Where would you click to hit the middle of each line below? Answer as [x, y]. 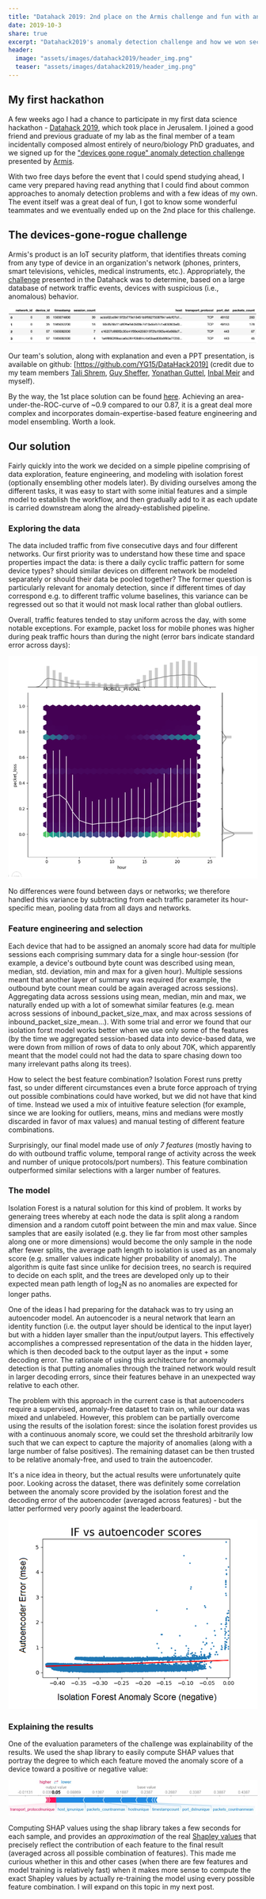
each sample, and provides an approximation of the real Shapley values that [133, 1836]
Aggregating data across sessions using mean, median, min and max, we [127, 996]
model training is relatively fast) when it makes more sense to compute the [130, 1870]
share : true [28, 33]
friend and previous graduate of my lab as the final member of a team [122, 135]
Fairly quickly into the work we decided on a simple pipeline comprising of [129, 465]
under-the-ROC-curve [44, 405]
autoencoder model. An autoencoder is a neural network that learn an [122, 1317]
